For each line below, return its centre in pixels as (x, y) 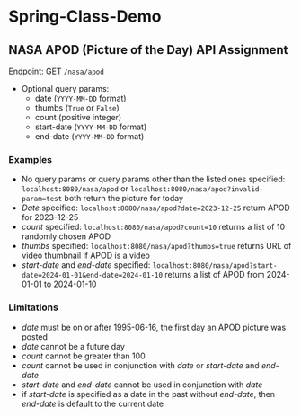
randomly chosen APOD (66, 236)
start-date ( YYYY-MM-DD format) (91, 127)
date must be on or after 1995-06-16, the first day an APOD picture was (154, 327)
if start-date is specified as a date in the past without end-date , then (148, 394)
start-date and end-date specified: (86, 265)
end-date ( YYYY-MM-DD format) (89, 136)
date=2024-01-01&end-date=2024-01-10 (92, 276)
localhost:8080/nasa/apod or (75, 189)
